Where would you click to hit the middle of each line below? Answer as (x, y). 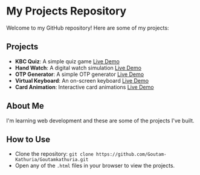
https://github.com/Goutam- (131, 154)
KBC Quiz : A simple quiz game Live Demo (67, 61)
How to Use (28, 139)
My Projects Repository (66, 11)
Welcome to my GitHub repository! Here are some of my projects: (88, 28)
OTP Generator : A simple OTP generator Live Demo (79, 74)
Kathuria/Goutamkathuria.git (52, 160)
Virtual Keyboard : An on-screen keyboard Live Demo (82, 80)
